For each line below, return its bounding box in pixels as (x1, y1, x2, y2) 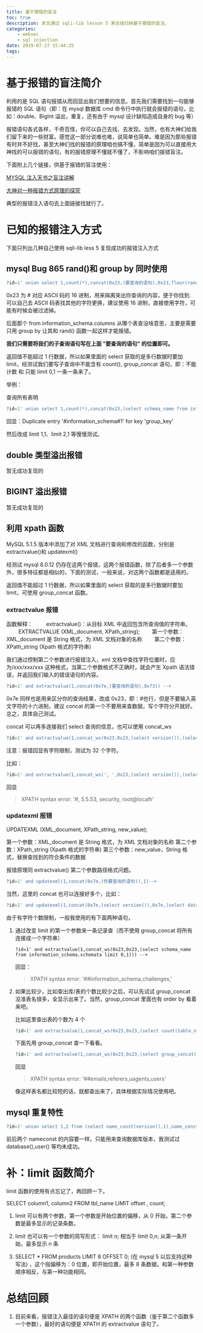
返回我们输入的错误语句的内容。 (22, 671, 101, 678)
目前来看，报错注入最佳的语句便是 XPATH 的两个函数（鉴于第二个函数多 (14, 1312, 195, 1320)
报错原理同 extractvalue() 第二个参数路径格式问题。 (6, 866, 134, 874)
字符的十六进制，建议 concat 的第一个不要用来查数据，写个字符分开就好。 (11, 702, 196, 709)
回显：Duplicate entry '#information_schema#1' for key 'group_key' (6, 418, 174, 425)
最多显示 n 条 (25, 1240, 59, 1247)
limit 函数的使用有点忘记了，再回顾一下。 (6, 1187, 108, 1194)
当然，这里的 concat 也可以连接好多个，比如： (6, 890, 122, 897)
